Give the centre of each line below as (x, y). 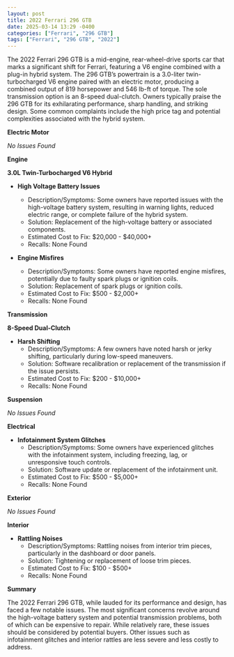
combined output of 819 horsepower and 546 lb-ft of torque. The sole (107, 89)
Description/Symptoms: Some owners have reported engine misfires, (127, 271)
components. (47, 229)
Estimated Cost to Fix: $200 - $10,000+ (84, 379)
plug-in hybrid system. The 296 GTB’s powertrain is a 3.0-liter (96, 75)
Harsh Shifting (39, 342)
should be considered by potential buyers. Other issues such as (99, 633)
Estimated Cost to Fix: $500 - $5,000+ (83, 477)
